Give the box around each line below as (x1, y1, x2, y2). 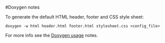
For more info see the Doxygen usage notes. (5, 32, 98, 38)
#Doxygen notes (5, 4, 40, 10)
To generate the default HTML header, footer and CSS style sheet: (5, 14, 144, 19)
